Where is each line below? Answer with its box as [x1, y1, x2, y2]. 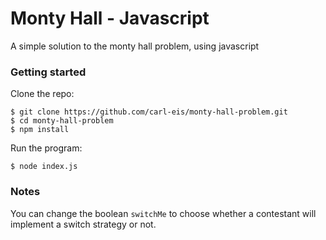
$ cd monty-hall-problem [10, 116, 114, 126]
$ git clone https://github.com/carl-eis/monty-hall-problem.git [10, 107, 288, 117]
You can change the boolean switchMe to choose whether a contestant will [10, 207, 317, 219]
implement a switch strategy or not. [10, 218, 157, 230]
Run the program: [10, 142, 83, 154]
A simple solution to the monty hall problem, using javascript [10, 40, 260, 52]
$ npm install [10, 125, 70, 135]
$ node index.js [10, 162, 78, 172]
